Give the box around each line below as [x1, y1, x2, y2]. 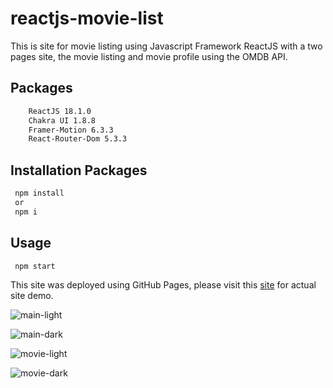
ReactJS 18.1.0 [28, 106, 92, 116]
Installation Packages [10, 162, 148, 179]
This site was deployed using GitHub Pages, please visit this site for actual [10, 279, 317, 291]
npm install [14, 188, 65, 199]
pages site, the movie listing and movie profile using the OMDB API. [10, 50, 288, 62]
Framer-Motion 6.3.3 [28, 125, 114, 135]
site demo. [10, 290, 54, 302]
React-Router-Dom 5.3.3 [28, 134, 128, 144]
